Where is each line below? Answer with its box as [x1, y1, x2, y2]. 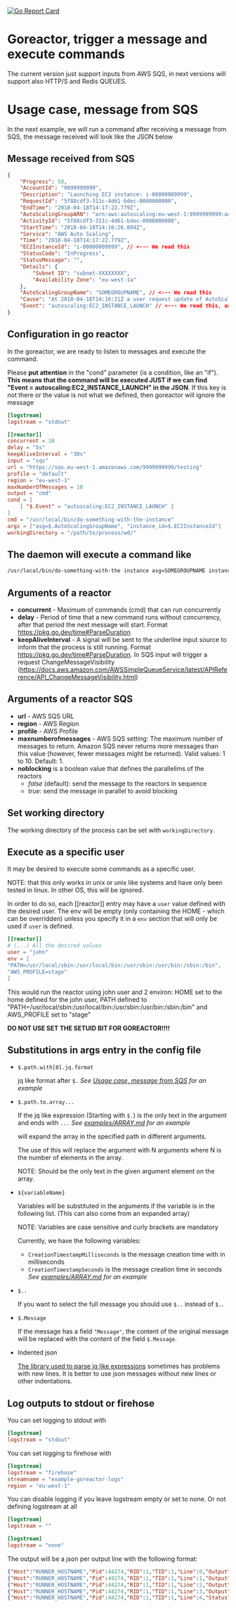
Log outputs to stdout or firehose [7, 1397, 155, 1409]
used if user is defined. [7, 922, 74, 931]
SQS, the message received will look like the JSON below [7, 132, 173, 141]
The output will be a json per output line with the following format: [7, 1554, 198, 1563]
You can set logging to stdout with [7, 1416, 107, 1425]
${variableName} [17, 1190, 65, 1197]
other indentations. [17, 1377, 72, 1386]
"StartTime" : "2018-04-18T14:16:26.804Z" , [20, 224, 146, 231]
